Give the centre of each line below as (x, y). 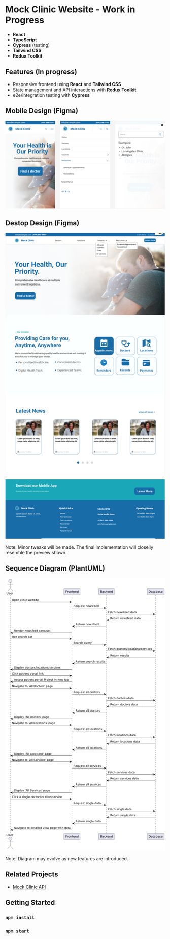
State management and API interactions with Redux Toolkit (74, 90)
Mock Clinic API (29, 887)
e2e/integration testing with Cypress (51, 95)
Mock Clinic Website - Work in (70, 9)
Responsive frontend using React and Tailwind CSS (67, 84)
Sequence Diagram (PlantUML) (55, 568)
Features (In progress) (41, 72)
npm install (20, 918)
